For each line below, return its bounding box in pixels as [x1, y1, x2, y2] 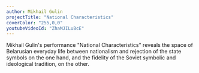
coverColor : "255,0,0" [6, 20, 63, 26]
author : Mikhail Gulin [6, 8, 63, 15]
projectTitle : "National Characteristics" [6, 14, 114, 20]
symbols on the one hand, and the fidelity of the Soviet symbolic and [6, 54, 176, 61]
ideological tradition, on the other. [6, 61, 90, 68]
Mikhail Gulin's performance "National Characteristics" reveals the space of [6, 42, 194, 49]
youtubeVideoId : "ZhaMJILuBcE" [6, 25, 85, 31]
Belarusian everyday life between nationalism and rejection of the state [6, 48, 182, 55]
